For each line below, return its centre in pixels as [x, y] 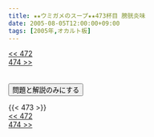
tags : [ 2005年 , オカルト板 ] [50, 31]
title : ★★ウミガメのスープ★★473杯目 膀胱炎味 [77, 16]
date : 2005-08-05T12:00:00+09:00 [64, 23]
